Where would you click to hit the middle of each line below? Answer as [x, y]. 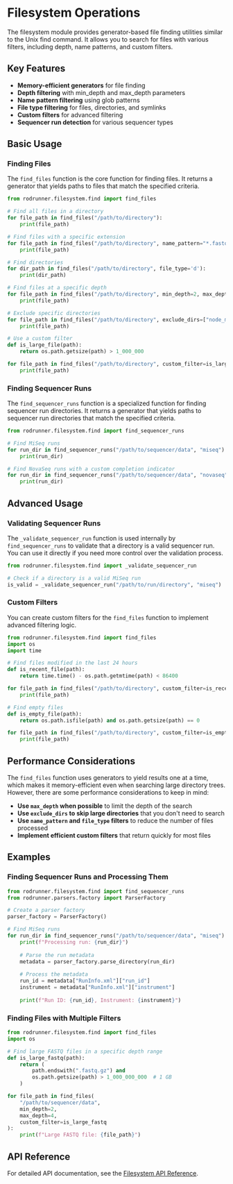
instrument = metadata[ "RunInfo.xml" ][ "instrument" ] [97, 988]
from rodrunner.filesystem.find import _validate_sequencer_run [102, 566]
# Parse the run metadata [57, 955]
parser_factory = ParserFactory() [57, 917]
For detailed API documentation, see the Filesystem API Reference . [103, 1173]
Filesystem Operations [74, 13]
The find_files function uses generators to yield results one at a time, [108, 778]
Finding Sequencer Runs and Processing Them [88, 877]
